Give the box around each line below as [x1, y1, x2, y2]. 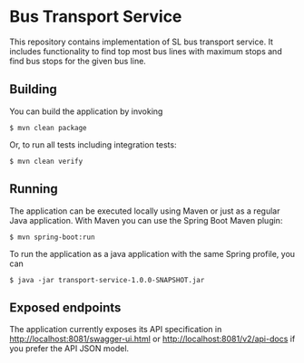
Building [9, 81, 57, 97]
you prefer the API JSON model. [9, 343, 130, 354]
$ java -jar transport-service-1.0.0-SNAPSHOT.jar [9, 275, 205, 284]
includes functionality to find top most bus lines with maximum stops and [9, 45, 283, 56]
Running [9, 181, 59, 196]
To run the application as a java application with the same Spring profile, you [9, 248, 296, 259]
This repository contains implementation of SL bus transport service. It [9, 36, 274, 47]
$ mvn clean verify [9, 157, 83, 166]
